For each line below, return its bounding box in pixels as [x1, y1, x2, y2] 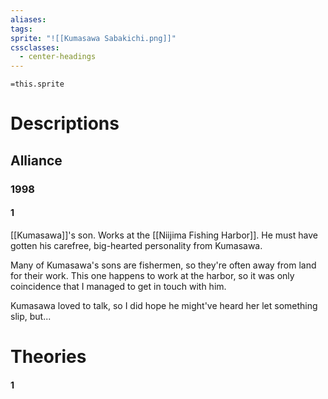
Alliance [10, 152, 63, 169]
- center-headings [19, 52, 97, 62]
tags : [10, 24, 33, 34]
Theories [10, 346, 87, 368]
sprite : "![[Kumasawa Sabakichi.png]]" [10, 33, 177, 43]
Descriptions [10, 112, 120, 135]
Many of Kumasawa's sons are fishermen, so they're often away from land [10, 259, 317, 271]
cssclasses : [10, 42, 60, 53]
